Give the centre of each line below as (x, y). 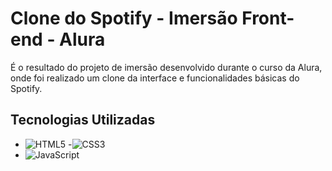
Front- (268, 18)
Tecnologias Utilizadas (83, 120)
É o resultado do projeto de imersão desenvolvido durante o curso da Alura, (166, 67)
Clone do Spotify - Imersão (124, 18)
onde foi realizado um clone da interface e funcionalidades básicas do (155, 78)
